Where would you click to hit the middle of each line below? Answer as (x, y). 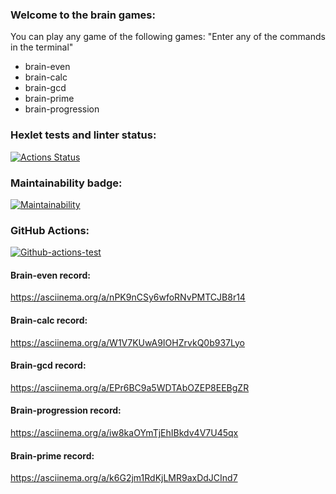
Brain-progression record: (66, 410)
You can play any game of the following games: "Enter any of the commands (168, 37)
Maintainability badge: (66, 183)
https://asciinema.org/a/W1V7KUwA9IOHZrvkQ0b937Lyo (127, 342)
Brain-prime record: (52, 455)
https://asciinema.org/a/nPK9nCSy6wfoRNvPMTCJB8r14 (128, 297)
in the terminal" (42, 47)
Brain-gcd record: (48, 365)
